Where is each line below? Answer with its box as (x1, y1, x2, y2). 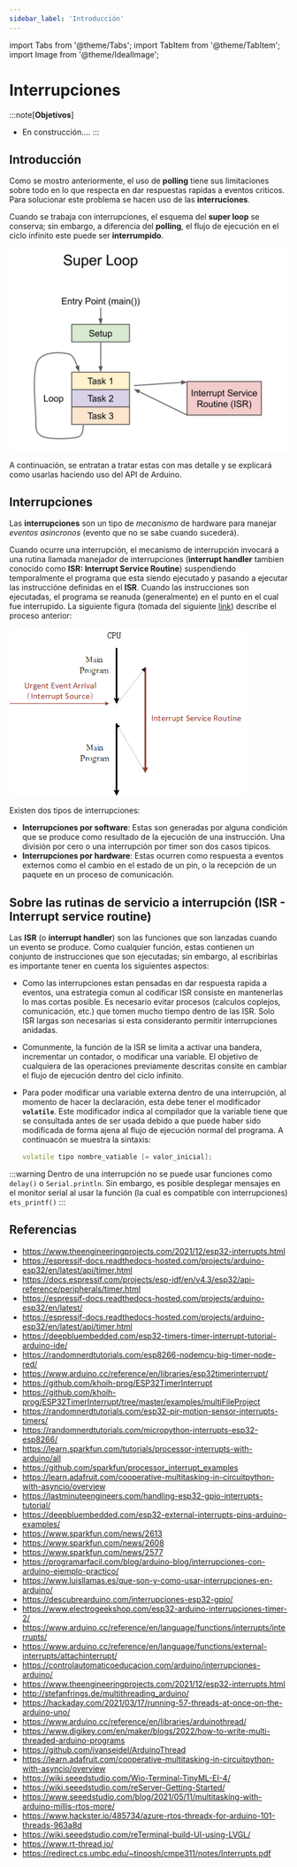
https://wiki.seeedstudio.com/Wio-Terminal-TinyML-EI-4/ (21, 1772, 232, 1783)
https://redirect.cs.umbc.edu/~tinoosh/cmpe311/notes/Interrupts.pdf (21, 1848, 271, 1858)
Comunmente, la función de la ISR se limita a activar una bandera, (21, 1042, 263, 1053)
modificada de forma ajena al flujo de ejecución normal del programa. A (21, 1125, 284, 1136)
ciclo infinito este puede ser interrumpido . (9, 230, 164, 241)
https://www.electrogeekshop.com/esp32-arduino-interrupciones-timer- (21, 1603, 287, 1614)
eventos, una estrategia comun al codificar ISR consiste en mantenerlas (21, 987, 284, 998)
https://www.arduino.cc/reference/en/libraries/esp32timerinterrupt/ (21, 1368, 269, 1378)
